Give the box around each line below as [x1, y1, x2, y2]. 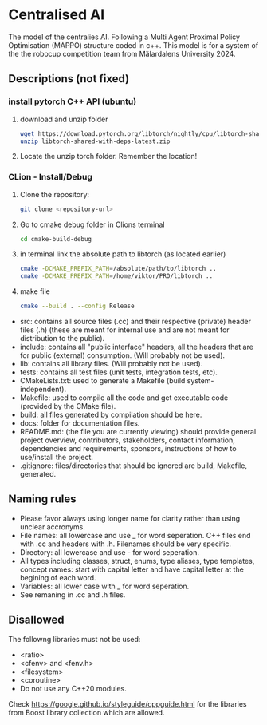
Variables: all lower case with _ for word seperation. [19, 581, 190, 591]
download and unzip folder [19, 114, 108, 124]
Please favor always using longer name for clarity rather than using [19, 513, 241, 523]
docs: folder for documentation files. [19, 418, 140, 428]
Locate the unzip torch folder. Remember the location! [19, 152, 198, 161]
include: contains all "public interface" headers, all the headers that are [19, 342, 253, 352]
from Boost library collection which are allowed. [8, 707, 165, 717]
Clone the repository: [19, 189, 90, 199]
